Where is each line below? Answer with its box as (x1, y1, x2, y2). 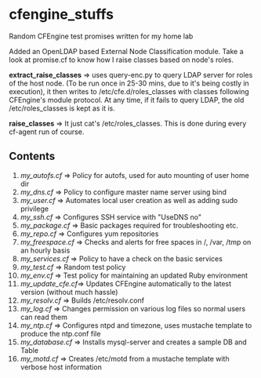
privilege (20, 204, 49, 213)
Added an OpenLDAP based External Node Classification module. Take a (9, 46, 244, 56)
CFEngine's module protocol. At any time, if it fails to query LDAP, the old (9, 95, 245, 104)
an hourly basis (20, 245, 71, 255)
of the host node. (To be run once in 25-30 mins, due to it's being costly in (9, 78, 249, 88)
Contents (9, 150, 56, 163)
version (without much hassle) (20, 287, 118, 296)
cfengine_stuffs (9, 5, 114, 24)
